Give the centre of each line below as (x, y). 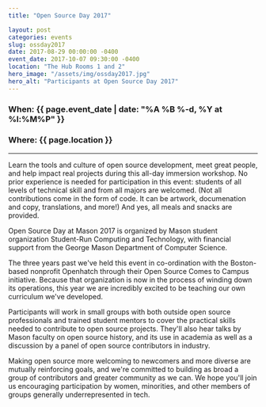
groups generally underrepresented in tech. (79, 394)
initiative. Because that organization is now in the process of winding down (130, 280)
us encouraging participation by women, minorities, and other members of (129, 386)
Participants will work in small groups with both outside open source (120, 312)
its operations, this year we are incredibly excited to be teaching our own (127, 288)
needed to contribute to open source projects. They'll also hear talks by (125, 329)
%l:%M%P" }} (36, 119)
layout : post (30, 30)
